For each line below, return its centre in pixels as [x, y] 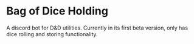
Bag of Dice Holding [57, 11]
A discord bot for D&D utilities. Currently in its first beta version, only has [97, 28]
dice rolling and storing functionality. [52, 34]
